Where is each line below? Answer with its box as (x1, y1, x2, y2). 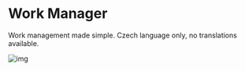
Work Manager (8, 5, 108, 23)
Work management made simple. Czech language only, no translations (8, 30, 238, 40)
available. (8, 38, 39, 48)
